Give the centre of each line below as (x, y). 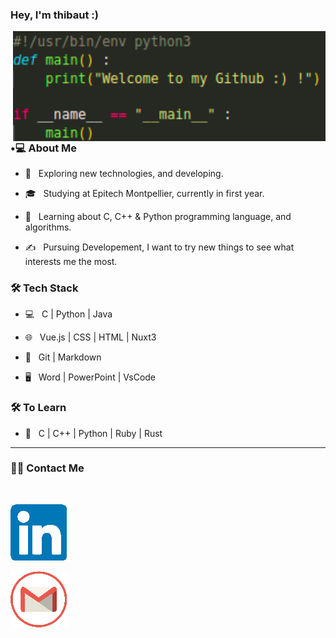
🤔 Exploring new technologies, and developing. (124, 173)
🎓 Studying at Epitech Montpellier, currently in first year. (144, 193)
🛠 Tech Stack (44, 288)
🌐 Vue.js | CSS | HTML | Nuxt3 (90, 337)
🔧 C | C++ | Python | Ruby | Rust (93, 433)
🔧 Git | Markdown (63, 357)
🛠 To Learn (38, 408)
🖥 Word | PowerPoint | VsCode (90, 377)
